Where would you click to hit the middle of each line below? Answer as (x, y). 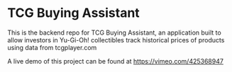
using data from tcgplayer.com (52, 47)
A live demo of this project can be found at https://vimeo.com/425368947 (115, 61)
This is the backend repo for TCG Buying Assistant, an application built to (114, 32)
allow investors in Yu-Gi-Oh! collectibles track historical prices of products (116, 40)
